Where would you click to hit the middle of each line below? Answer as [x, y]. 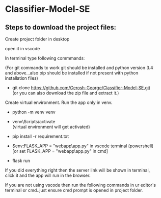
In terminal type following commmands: [45, 58]
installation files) [22, 78]
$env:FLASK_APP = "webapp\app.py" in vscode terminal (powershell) [83, 146]
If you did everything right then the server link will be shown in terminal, [78, 170]
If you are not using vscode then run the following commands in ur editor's [80, 185]
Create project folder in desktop [37, 39]
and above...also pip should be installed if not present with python [72, 73]
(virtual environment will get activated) [51, 127]
